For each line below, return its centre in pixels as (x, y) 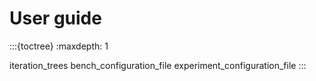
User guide (55, 18)
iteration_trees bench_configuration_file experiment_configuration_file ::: (158, 65)
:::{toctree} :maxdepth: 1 (59, 46)
